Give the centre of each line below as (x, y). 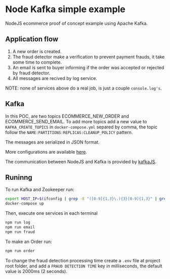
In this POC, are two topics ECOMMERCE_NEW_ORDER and (67, 116)
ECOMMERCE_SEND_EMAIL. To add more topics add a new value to (76, 121)
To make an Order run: (29, 242)
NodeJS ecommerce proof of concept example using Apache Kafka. (77, 23)
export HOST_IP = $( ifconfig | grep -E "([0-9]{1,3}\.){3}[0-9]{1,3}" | (81, 199)
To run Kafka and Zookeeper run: (40, 190)
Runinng (19, 177)
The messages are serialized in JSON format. (52, 142)
